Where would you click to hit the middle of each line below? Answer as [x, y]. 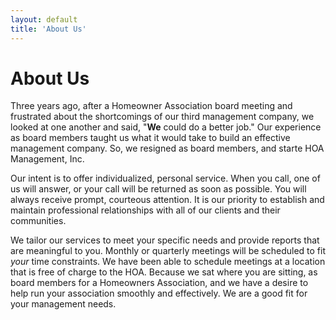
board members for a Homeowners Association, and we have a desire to [159, 283]
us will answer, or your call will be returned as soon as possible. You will [158, 189]
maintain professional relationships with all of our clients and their [145, 210]
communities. [38, 221]
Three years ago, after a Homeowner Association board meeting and [151, 106]
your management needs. [63, 304]
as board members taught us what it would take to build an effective [150, 138]
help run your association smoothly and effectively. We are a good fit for [159, 293]
